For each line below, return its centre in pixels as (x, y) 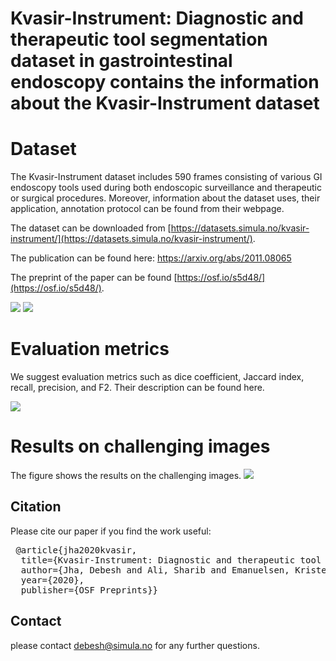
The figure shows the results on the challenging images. (126, 475)
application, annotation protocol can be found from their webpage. (147, 209)
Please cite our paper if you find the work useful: (111, 531)
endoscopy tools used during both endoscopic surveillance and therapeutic (166, 188)
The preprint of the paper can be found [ (94, 278)
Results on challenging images (140, 446)
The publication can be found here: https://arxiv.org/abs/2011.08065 (151, 258)
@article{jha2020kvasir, (76, 550)
